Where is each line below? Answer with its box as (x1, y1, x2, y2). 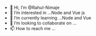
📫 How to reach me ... (9, 26, 56, 31)
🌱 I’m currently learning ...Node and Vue (9, 15, 92, 20)
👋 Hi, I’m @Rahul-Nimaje (9, 5, 60, 10)
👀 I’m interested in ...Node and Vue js (9, 10, 85, 16)
